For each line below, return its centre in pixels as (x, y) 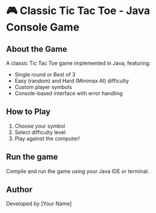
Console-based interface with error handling (69, 93)
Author (19, 190)
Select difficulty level (40, 132)
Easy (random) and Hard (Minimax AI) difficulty (72, 81)
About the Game (37, 49)
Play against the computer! (47, 138)
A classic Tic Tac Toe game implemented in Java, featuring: (79, 63)
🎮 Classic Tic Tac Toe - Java (78, 11)
